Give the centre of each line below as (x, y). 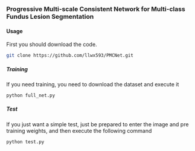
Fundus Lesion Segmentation (50, 16)
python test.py (25, 142)
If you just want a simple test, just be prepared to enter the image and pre (97, 124)
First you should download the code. (52, 45)
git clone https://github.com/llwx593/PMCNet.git (70, 56)
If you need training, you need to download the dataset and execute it (93, 84)
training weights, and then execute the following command (79, 130)
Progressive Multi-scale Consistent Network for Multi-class (96, 9)
